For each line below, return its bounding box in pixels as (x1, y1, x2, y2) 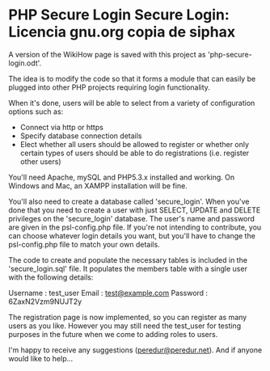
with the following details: (8, 272, 94, 282)
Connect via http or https (19, 122, 103, 132)
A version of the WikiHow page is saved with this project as (8, 49, 206, 59)
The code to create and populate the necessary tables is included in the (8, 255, 248, 264)
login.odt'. (8, 58, 42, 68)
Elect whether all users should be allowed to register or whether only (19, 139, 249, 149)
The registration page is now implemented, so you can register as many (8, 312, 247, 322)
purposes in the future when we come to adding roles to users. (8, 329, 218, 339)
